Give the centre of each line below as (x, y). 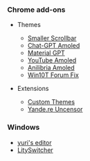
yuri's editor (34, 142)
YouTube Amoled (52, 60)
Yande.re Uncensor (55, 110)
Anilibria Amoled (51, 68)
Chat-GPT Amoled (54, 46)
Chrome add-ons (36, 10)
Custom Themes (51, 102)
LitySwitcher (35, 150)
